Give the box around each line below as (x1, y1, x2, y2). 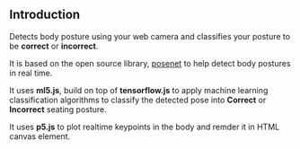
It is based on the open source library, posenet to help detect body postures (9, 57, 291, 68)
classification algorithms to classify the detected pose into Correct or (9, 94, 267, 105)
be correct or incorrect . (9, 40, 99, 51)
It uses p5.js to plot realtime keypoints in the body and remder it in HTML (9, 121, 280, 132)
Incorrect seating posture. (9, 103, 108, 115)
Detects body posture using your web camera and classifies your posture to (9, 31, 290, 41)
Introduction (9, 7, 81, 22)
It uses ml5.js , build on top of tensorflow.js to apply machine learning (9, 84, 269, 95)
